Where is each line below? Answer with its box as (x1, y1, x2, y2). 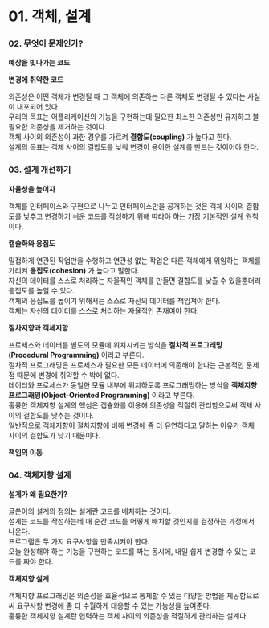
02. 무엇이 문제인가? (8, 38, 84, 49)
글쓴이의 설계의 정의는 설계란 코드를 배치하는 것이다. (8, 507, 171, 516)
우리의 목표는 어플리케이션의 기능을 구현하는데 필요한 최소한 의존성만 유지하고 (8, 112, 251, 121)
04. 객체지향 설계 (8, 470, 71, 481)
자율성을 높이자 (8, 184, 56, 194)
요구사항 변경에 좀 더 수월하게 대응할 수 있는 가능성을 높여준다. (16, 601, 212, 611)
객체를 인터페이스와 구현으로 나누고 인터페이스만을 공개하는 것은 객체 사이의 (8, 201, 245, 211)
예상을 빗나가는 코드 (8, 58, 71, 68)
